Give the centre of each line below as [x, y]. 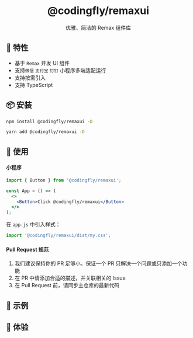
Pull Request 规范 [27, 249]
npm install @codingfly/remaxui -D [49, 121]
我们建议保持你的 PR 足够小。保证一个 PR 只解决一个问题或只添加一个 [98, 263]
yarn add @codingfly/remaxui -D [45, 132]
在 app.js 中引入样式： [33, 224]
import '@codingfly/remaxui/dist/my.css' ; [58, 236]
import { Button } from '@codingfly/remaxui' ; [64, 180]
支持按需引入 [30, 78]
